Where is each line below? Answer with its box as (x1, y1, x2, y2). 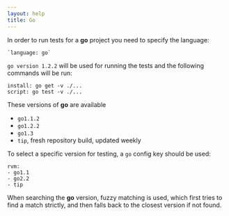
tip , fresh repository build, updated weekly (17, 136, 141, 144)
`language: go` (7, 49, 52, 56)
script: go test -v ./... (7, 88, 82, 95)
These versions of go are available (7, 100, 106, 108)
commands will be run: (7, 69, 73, 77)
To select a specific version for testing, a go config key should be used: (7, 149, 211, 158)
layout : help (7, 10, 45, 17)
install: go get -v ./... (7, 82, 82, 89)
